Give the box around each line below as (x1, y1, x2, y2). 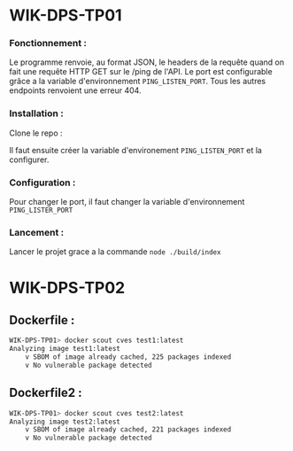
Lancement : (9, 227, 65, 238)
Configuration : (9, 176, 76, 189)
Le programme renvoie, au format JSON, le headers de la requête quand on (9, 57, 285, 67)
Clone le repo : (9, 128, 64, 138)
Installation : (9, 107, 64, 120)
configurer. (9, 154, 50, 165)
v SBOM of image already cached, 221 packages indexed (25, 425, 232, 434)
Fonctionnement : (9, 37, 87, 50)
